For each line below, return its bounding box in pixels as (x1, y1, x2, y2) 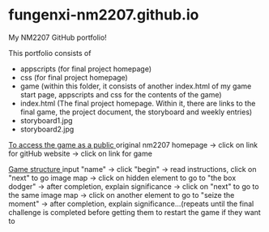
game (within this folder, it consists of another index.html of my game (19, 81, 252, 91)
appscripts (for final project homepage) (19, 63, 152, 74)
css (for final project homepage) (19, 72, 128, 82)
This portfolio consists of (8, 48, 92, 58)
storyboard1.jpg (19, 115, 73, 125)
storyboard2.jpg (19, 124, 75, 134)
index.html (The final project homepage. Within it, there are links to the (19, 98, 256, 108)
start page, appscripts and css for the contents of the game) (19, 89, 222, 99)
